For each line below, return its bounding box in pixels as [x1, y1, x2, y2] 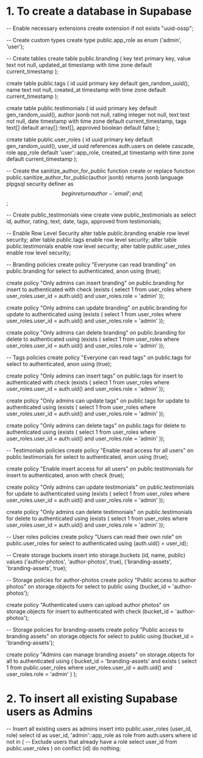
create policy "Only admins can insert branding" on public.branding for [6, 279, 185, 286]
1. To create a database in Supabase [6, 4, 192, 18]
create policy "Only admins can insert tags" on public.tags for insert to [6, 372, 183, 379]
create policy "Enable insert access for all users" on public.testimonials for [6, 465, 194, 472]
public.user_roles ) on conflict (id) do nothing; [6, 745, 121, 752]
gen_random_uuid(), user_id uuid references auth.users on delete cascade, [6, 142, 195, 149]
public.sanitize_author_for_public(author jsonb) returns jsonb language [6, 173, 184, 181]
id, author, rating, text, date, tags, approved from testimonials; [6, 217, 162, 225]
